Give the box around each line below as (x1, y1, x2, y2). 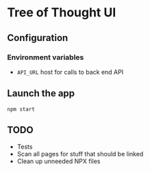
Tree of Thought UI (7, 5, 116, 20)
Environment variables (7, 53, 84, 62)
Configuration (7, 32, 68, 44)
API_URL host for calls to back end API (16, 68, 124, 76)
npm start (7, 106, 36, 113)
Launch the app (7, 87, 75, 100)
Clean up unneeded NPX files (16, 157, 101, 165)
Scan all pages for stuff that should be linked (16, 149, 144, 158)
